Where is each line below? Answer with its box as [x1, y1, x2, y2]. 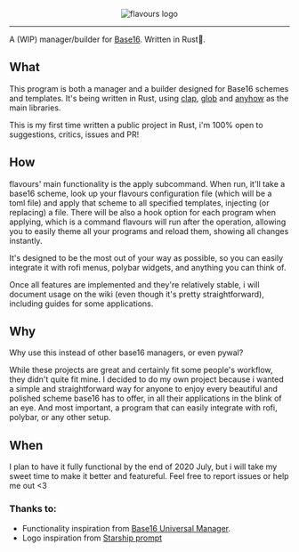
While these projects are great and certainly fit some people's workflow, [9, 365, 273, 376]
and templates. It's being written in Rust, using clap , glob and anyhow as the [9, 93, 289, 103]
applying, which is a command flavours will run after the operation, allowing [9, 216, 287, 227]
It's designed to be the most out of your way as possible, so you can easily [9, 252, 284, 263]
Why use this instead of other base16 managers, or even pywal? [9, 347, 244, 358]
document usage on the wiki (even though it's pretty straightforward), [9, 288, 264, 299]
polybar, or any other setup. [9, 412, 111, 423]
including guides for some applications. [9, 298, 154, 309]
